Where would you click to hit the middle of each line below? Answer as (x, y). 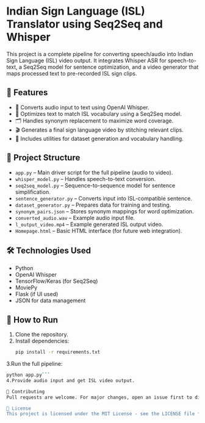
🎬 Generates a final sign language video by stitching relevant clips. (99, 130)
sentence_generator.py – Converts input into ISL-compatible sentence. (103, 198)
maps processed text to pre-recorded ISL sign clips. (72, 73)
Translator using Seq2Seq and (85, 24)
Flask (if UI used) (37, 294)
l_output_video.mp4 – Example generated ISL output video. (89, 224)
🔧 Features (27, 93)
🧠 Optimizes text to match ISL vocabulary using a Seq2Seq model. (98, 113)
